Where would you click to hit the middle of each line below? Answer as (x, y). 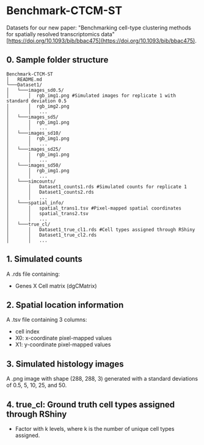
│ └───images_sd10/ (34, 133)
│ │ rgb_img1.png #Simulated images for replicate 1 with (91, 96)
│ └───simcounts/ (31, 181)
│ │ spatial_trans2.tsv (47, 213)
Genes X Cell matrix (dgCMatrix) (56, 286)
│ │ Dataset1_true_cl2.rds (52, 235)
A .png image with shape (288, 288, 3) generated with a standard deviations (102, 379)
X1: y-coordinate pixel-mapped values (63, 344)
